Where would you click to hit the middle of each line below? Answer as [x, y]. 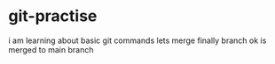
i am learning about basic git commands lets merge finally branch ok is [137, 40]
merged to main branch [51, 49]
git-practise [53, 16]
